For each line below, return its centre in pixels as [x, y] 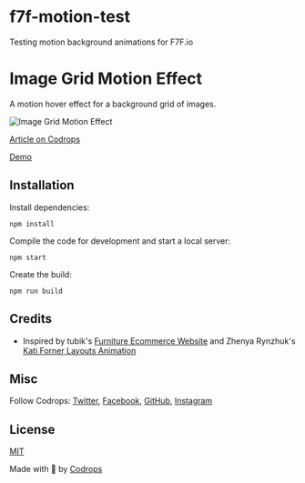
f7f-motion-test [70, 17]
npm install [32, 224]
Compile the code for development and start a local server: [120, 241]
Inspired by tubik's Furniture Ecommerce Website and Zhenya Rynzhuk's [159, 341]
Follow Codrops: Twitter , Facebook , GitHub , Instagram [111, 401]
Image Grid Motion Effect [106, 79]
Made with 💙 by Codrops [56, 469]
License [32, 429]
